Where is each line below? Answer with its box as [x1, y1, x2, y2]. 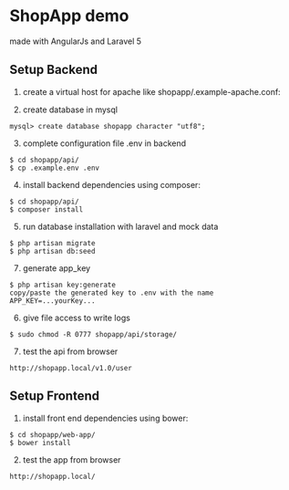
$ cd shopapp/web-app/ [9, 430, 96, 439]
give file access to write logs [22, 312, 130, 323]
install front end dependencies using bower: [22, 412, 189, 423]
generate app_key [22, 262, 91, 274]
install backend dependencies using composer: [22, 179, 201, 190]
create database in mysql [22, 104, 119, 115]
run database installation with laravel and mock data [22, 221, 219, 232]
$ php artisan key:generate [9, 280, 117, 289]
